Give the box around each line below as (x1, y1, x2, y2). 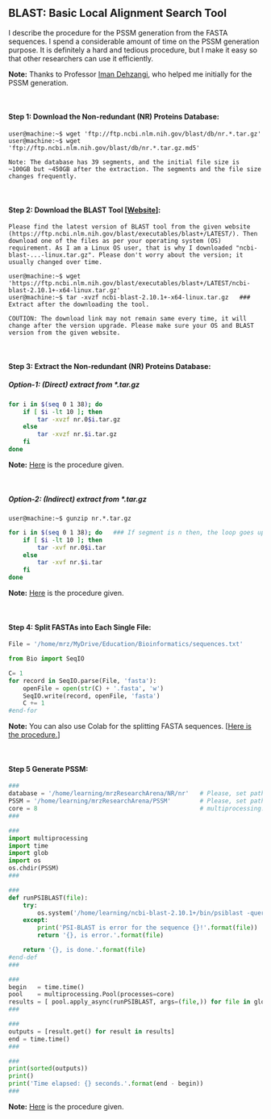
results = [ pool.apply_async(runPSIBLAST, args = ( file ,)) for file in (8, 998, 251, 1006)
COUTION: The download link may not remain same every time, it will (8, 315, 248, 323)
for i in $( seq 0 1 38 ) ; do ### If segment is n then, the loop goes (8, 528, 254, 536)
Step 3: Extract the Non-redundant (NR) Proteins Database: (8, 361, 211, 371)
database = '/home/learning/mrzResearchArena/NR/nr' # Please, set (8, 790, 248, 798)
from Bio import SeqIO (8, 655, 85, 663)
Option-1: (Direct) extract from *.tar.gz (8, 379, 140, 390)
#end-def (8, 953, 38, 962)
